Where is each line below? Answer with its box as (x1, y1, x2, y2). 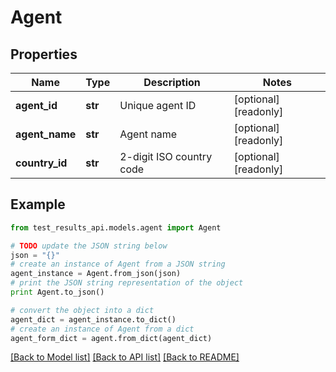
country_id (15, 156, 68, 170)
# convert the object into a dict (10, 305, 155, 315)
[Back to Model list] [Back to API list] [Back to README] (10, 351, 240, 363)
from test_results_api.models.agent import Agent (10, 222, 222, 233)
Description (143, 76, 201, 89)
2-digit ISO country (119, 150, 213, 163)
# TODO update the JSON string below (10, 241, 168, 251)
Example (10, 196, 66, 213)
